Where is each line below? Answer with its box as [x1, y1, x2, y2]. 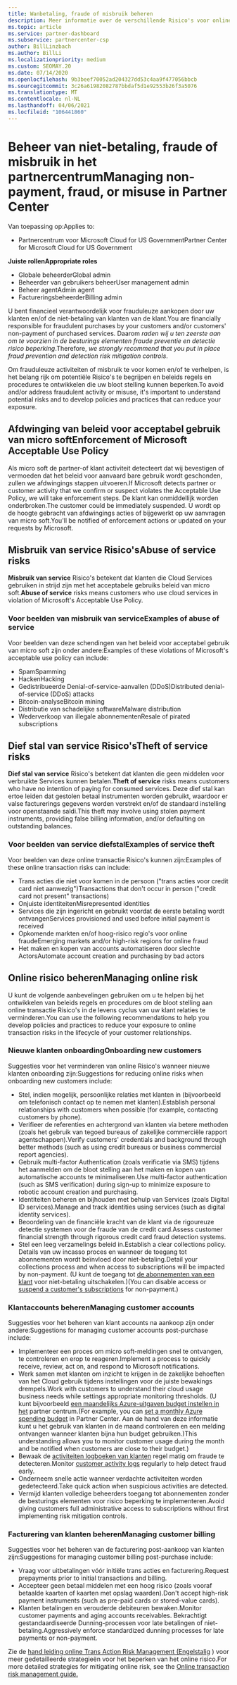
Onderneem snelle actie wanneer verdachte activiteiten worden [18, 1474, 203, 1483]
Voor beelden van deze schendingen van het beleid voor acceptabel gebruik [8, 638, 230, 647]
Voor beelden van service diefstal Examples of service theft [8, 840, 215, 850]
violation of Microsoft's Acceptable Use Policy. [8, 596, 143, 604]
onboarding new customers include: [8, 1076, 113, 1085]
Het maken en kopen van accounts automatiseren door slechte [18, 944, 200, 952]
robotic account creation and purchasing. [18, 1188, 139, 1196]
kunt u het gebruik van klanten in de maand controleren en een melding [18, 1422, 226, 1431]
